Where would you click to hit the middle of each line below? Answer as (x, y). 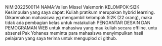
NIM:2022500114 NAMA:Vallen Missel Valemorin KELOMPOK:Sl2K (72, 7)
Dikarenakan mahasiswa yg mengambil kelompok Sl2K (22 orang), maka (79, 17)
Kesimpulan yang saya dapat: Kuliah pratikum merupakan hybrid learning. (80, 12)
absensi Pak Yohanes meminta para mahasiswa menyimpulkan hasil (74, 33)
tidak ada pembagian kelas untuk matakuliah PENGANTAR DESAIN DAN (78, 23)
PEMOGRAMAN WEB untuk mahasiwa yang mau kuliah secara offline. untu (81, 28)
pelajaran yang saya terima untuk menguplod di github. (61, 38)
